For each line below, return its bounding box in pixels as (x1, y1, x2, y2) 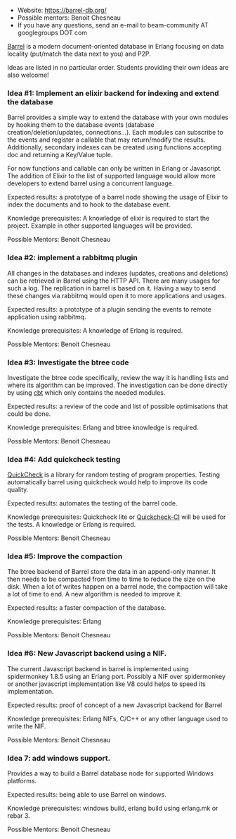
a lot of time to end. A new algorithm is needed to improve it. (7, 590, 183, 599)
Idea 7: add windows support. (7, 753, 111, 763)
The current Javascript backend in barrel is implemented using (7, 664, 190, 673)
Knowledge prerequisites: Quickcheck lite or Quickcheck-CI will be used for (7, 513, 226, 521)
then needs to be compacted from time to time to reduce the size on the (7, 575, 216, 584)
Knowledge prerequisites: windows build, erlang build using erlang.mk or (7, 804, 218, 813)
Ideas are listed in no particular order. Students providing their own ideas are (7, 63, 229, 71)
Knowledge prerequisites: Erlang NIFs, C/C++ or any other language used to (7, 714, 228, 723)
